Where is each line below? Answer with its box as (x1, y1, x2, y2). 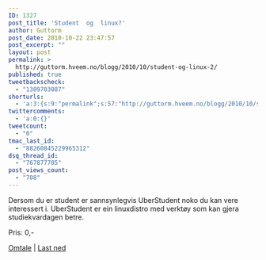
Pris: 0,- (8, 227, 35, 237)
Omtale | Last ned (8, 243, 66, 252)
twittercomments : (8, 108, 66, 116)
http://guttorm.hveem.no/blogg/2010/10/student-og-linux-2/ (15, 63, 218, 71)
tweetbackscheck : (8, 78, 66, 86)
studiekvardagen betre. (8, 212, 85, 222)
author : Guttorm (8, 26, 62, 34)
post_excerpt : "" (8, 41, 66, 49)
